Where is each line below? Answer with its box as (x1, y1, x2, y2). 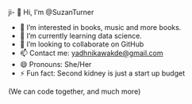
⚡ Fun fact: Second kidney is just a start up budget (19, 69, 185, 78)
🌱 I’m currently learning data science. (19, 32, 143, 40)
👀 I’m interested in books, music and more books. (19, 23, 182, 32)
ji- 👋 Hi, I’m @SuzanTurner (8, 8, 94, 17)
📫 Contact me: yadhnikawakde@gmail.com (19, 48, 163, 58)
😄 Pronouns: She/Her (19, 60, 92, 69)
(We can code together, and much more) (8, 87, 141, 96)
